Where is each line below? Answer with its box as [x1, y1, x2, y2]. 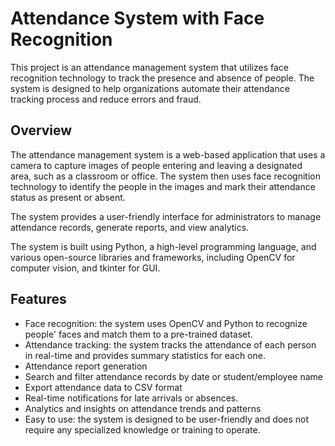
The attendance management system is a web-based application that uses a [10, 148, 326, 161]
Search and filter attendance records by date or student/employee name [24, 370, 323, 382]
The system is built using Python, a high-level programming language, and [10, 240, 317, 252]
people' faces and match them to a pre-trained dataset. [24, 328, 253, 340]
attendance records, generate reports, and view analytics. [10, 221, 250, 233]
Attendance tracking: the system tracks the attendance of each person [24, 338, 317, 351]
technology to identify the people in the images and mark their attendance [10, 180, 316, 192]
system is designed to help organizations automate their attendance [10, 82, 290, 94]
